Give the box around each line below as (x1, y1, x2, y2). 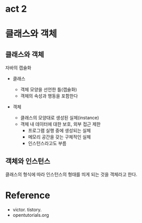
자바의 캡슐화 (5, 65, 32, 71)
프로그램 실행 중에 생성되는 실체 (28, 128, 91, 134)
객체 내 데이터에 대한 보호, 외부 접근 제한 (20, 121, 101, 127)
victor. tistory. (12, 206, 42, 213)
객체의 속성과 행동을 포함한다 (20, 93, 78, 99)
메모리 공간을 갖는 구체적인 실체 (28, 134, 91, 140)
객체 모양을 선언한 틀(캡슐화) (20, 87, 78, 93)
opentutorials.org (12, 212, 50, 218)
